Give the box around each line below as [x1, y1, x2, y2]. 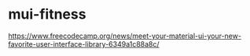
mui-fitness [8, 5, 86, 23]
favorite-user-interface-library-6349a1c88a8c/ [8, 39, 160, 48]
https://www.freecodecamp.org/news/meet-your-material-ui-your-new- [8, 31, 242, 40]
